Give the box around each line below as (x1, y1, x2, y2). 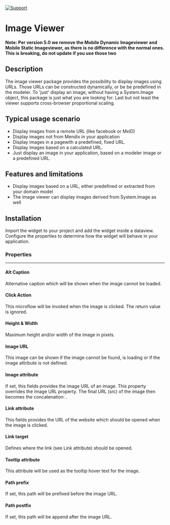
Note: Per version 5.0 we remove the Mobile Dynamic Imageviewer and (5, 39, 158, 45)
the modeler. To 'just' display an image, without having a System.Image (5, 89, 154, 95)
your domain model (12, 188, 53, 195)
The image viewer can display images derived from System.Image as (12, 194, 157, 200)
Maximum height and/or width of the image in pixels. (5, 332, 115, 338)
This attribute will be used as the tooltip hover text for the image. (5, 468, 140, 474)
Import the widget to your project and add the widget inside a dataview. (5, 227, 154, 234)
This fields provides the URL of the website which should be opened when (5, 416, 160, 422)
